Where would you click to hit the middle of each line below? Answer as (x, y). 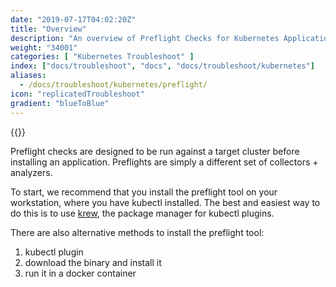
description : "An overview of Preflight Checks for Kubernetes (145, 38)
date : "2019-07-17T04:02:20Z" (73, 19)
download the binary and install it (93, 262)
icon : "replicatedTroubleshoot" (77, 94)
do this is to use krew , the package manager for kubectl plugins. (142, 213)
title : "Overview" (48, 29)
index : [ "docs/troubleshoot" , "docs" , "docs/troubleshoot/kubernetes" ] (162, 66)
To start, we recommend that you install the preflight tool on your (144, 192)
